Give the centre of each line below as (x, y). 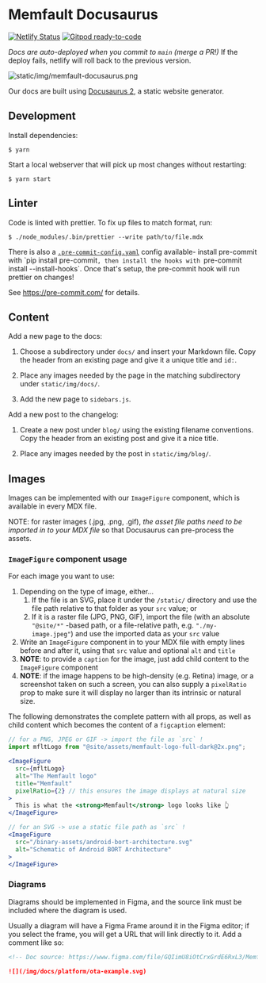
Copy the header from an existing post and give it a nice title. (119, 439)
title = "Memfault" (44, 783)
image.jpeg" (51, 635)
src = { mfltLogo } (40, 769)
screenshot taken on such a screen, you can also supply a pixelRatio (133, 685)
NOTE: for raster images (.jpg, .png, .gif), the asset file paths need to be (125, 522)
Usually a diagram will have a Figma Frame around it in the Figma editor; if (129, 925)
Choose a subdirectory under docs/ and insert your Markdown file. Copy (138, 351)
